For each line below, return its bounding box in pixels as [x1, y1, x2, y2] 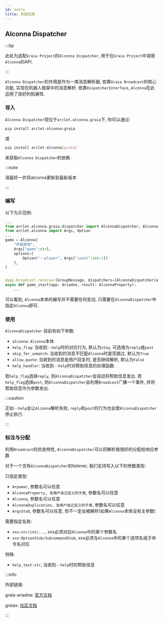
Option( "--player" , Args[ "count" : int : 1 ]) [22, 256, 108, 260]
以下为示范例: [5, 210, 33, 215]
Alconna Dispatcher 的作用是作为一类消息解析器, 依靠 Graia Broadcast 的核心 [5, 79, 157, 85]
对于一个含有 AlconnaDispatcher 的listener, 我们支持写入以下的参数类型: [5, 463, 146, 469]
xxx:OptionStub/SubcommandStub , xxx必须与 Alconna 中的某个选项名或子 [12, 535, 152, 540]
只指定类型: [5, 473, 28, 479]
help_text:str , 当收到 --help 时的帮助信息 [12, 561, 95, 567]
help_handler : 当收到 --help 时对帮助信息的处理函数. [12, 363, 116, 369]
